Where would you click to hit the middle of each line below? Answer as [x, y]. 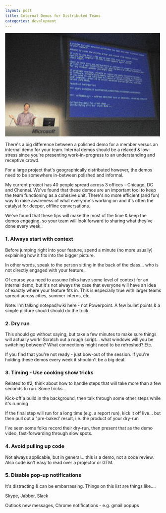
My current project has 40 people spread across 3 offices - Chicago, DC [79, 185]
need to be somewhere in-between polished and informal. [64, 175]
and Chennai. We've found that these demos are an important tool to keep [81, 190]
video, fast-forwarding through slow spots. [49, 433]
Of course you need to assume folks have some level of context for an [77, 280]
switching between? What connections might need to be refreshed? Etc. [79, 344]
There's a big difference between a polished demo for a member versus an [82, 145]
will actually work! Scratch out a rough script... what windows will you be [79, 339]
